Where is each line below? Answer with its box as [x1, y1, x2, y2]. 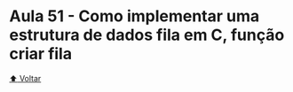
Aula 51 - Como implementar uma [9, 6, 260, 27]
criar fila [9, 44, 73, 64]
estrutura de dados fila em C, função [9, 25, 285, 45]
